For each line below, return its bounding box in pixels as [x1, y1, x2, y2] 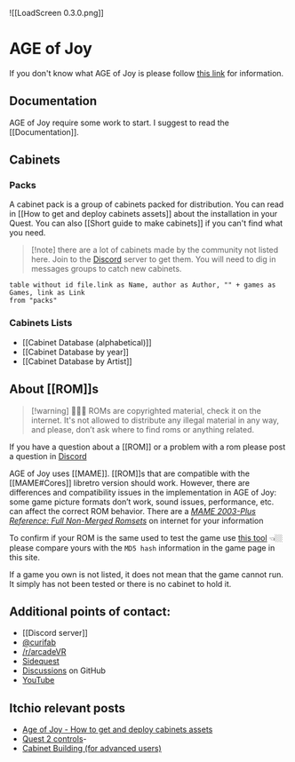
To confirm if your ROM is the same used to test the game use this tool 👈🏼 [9, 532, 283, 543]
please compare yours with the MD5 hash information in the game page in [9, 542, 275, 553]
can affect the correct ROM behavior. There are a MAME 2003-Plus [9, 505, 256, 516]
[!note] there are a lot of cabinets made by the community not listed [30, 244, 279, 256]
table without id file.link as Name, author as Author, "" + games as [9, 281, 276, 290]
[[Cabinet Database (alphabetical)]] [21, 337, 153, 347]
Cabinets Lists [9, 317, 73, 329]
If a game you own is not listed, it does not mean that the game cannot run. [9, 568, 284, 580]
